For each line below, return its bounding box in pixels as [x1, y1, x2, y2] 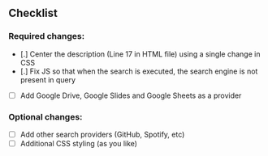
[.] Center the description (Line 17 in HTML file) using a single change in [19, 48, 261, 59]
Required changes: [8, 31, 85, 42]
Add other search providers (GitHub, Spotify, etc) [19, 129, 185, 140]
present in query [19, 74, 76, 84]
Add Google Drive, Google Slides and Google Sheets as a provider [19, 91, 242, 100]
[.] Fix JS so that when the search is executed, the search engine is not [19, 66, 258, 76]
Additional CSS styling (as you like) [19, 139, 138, 149]
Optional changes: [8, 111, 83, 122]
